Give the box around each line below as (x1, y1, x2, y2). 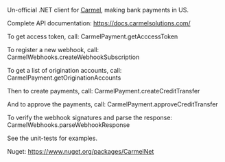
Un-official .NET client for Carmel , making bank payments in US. (7, 6, 189, 14)
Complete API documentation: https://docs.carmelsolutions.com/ (7, 19, 191, 27)
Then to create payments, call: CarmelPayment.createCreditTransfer (7, 87, 200, 95)
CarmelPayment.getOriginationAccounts (7, 73, 121, 82)
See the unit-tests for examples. (7, 134, 98, 142)
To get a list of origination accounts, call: (7, 67, 122, 74)
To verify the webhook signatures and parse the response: (7, 113, 173, 121)
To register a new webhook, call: (7, 46, 99, 54)
